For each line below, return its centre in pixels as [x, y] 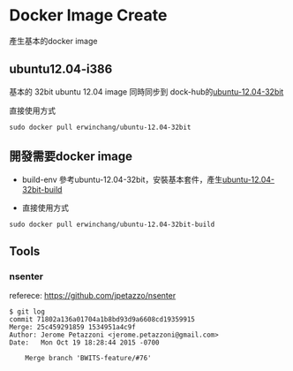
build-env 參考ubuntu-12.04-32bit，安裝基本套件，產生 [122, 179]
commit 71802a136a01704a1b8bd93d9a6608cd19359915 [102, 320]
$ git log [27, 312]
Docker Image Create [88, 15]
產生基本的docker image [53, 41]
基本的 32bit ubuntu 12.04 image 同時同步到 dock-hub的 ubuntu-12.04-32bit [146, 91]
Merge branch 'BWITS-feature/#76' [88, 359]
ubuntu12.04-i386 [61, 69]
